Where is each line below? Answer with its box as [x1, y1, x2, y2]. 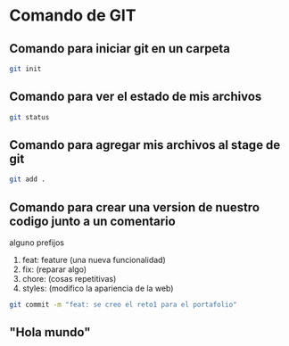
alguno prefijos [9, 237, 65, 248]
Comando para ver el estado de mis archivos [9, 89, 262, 104]
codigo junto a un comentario [9, 213, 176, 228]
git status [9, 112, 50, 121]
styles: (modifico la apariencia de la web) [21, 283, 174, 294]
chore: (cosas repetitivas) [21, 274, 117, 284]
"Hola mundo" [9, 325, 91, 340]
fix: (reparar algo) [21, 264, 87, 275]
